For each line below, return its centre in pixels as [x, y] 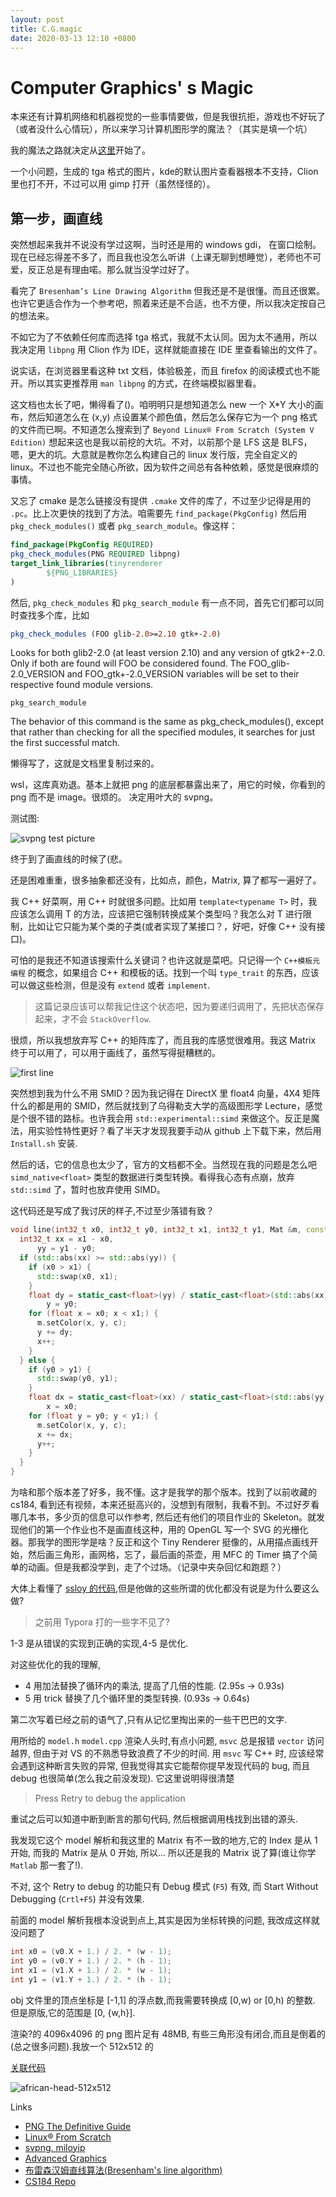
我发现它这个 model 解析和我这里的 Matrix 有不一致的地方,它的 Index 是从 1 [164, 1840]
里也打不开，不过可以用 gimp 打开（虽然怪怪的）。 [113, 184]
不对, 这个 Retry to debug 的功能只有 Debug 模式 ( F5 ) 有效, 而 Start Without [164, 1886]
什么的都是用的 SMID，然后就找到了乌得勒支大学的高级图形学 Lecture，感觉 [166, 1106]
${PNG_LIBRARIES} [82, 572]
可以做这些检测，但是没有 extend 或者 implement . [110, 985]
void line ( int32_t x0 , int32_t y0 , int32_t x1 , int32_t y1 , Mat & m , [156, 1230]
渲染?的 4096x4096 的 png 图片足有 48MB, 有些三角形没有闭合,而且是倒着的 [168, 2033]
